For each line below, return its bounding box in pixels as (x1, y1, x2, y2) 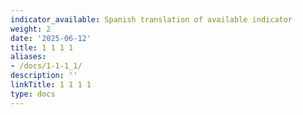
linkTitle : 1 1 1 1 (10, 80, 92, 90)
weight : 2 (10, 24, 52, 34)
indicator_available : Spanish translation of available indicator (10, 14, 293, 25)
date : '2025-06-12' (10, 33, 92, 43)
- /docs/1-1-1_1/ (10, 61, 83, 71)
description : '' (10, 71, 78, 81)
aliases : (10, 52, 47, 62)
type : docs (10, 89, 56, 99)
